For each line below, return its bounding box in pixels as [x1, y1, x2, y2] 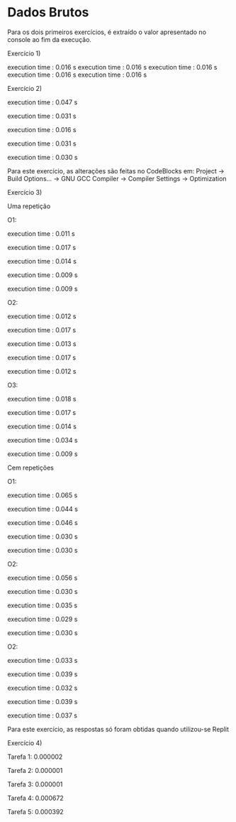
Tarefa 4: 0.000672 [7, 794, 64, 802]
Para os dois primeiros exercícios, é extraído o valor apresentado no [7, 28, 207, 36]
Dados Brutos [7, 4, 89, 21]
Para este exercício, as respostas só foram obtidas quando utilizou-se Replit [7, 725, 229, 733]
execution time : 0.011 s [7, 229, 76, 238]
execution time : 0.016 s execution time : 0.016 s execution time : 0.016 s [7, 63, 218, 71]
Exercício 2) [7, 84, 43, 92]
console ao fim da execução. [7, 35, 92, 43]
